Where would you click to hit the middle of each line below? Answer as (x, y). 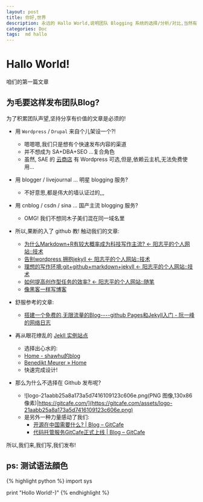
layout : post (23, 12)
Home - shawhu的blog (52, 356)
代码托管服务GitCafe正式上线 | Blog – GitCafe (89, 432)
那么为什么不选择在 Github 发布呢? (58, 382)
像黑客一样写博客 (45, 289)
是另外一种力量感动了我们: (56, 417)
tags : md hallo (27, 34)
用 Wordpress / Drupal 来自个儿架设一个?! (65, 131)
